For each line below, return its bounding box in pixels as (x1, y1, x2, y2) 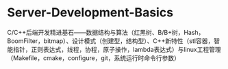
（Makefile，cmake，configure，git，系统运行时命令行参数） (7, 53, 180, 62)
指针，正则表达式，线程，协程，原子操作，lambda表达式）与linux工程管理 (12, 45, 221, 53)
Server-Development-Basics (7, 5, 173, 20)
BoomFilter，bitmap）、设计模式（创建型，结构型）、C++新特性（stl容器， (7, 36, 214, 45)
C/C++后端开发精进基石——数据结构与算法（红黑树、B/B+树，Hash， (7, 28, 205, 36)
